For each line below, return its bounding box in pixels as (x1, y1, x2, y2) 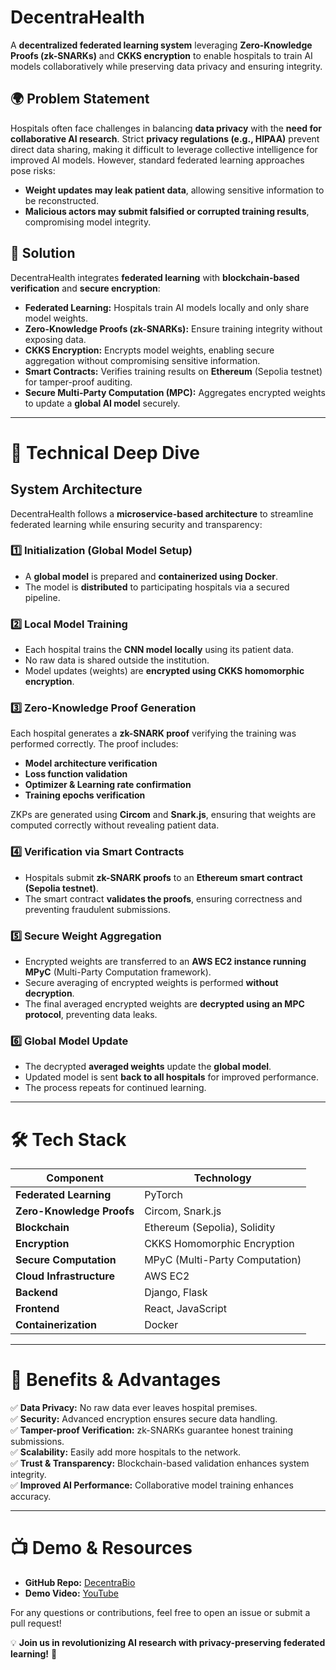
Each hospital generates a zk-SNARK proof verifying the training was (10, 727, 297, 740)
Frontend (15, 1302, 60, 1316)
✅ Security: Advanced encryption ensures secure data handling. (10, 1413, 278, 1425)
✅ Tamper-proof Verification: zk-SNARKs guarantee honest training (10, 1424, 294, 1436)
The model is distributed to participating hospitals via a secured (24, 581, 290, 593)
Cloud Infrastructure (15, 1269, 115, 1283)
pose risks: (10, 164, 56, 176)
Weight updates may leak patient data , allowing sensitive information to (24, 184, 325, 196)
